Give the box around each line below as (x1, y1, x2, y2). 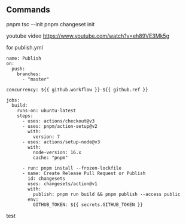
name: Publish (6, 55, 42, 62)
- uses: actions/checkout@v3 (22, 118, 95, 124)
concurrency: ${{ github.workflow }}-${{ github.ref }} (6, 87, 148, 93)
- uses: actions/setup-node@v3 (22, 139, 100, 145)
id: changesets (28, 176, 66, 182)
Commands (6, 5, 51, 15)
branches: (17, 71, 42, 77)
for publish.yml (6, 44, 43, 51)
